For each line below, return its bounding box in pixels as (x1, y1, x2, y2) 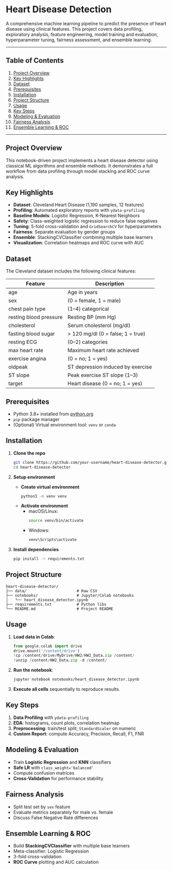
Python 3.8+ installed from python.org (13, 411, 93, 417)
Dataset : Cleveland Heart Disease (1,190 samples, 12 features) (13, 202, 144, 208)
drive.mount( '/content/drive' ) (13, 648, 80, 654)
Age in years (67, 289, 98, 296)
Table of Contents (6, 56, 64, 65)
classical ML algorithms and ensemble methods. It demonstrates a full (6, 162, 153, 169)
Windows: (28, 527, 50, 534)
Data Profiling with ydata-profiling (13, 714, 89, 720)
